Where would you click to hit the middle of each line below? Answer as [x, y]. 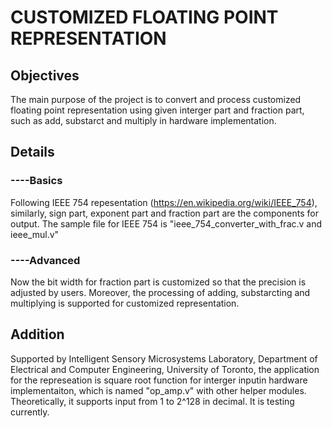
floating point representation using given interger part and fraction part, [157, 110]
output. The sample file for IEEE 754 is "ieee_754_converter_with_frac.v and [166, 223]
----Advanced [45, 260]
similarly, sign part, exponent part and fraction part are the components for [164, 213]
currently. [30, 412]
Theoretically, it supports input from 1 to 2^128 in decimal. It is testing [152, 401]
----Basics [36, 181]
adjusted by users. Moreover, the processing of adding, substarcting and [160, 292]
